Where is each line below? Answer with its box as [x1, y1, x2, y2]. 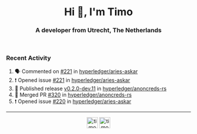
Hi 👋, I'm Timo [64, 5, 133, 19]
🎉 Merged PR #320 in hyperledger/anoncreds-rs [14, 91, 132, 98]
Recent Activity [6, 54, 52, 62]
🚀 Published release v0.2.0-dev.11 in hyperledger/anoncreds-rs [14, 85, 167, 92]
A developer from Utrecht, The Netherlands [35, 26, 162, 35]
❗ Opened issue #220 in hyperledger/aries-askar [14, 98, 132, 105]
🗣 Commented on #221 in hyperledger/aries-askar [14, 67, 138, 75]
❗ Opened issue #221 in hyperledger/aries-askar [14, 76, 130, 84]
